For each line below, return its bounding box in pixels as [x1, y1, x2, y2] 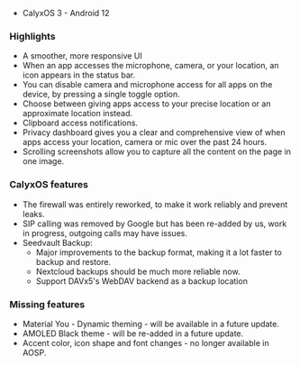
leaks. [22, 208, 45, 219]
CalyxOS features [9, 178, 88, 191]
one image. [22, 156, 65, 167]
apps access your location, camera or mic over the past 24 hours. [22, 137, 268, 148]
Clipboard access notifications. [22, 117, 138, 129]
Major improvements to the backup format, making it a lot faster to [35, 247, 282, 258]
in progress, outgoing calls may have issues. [22, 227, 187, 238]
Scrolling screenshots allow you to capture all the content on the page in [22, 146, 291, 157]
